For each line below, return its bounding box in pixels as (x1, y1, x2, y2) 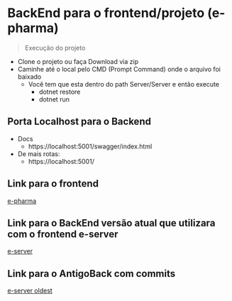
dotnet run (38, 94, 70, 104)
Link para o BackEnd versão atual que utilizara (7, 217, 216, 229)
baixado (17, 72, 42, 81)
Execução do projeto (24, 43, 86, 52)
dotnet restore (38, 87, 81, 96)
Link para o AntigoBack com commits (7, 268, 176, 280)
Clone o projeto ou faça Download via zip (17, 57, 139, 65)
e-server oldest (7, 286, 53, 295)
